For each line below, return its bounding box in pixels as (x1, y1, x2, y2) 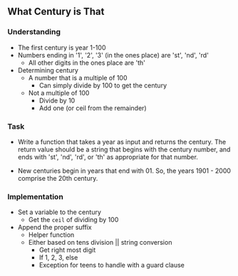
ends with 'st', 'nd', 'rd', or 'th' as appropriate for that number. (17, 152, 198, 161)
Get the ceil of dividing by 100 (28, 216, 119, 224)
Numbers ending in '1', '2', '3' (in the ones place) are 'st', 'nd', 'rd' (17, 51, 209, 59)
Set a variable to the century (17, 208, 102, 216)
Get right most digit (38, 245, 96, 255)
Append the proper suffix (17, 223, 92, 232)
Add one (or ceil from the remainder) (38, 103, 148, 112)
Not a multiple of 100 (28, 88, 90, 97)
